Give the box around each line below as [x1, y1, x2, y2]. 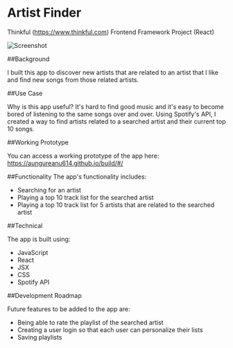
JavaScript [17, 248, 49, 256]
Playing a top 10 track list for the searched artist [17, 193, 154, 201]
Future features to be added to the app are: [7, 304, 130, 313]
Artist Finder [7, 5, 82, 21]
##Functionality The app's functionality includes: [7, 172, 147, 181]
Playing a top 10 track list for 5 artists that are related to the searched [17, 200, 215, 209]
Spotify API [17, 278, 50, 286]
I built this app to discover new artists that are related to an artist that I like [7, 68, 218, 76]
